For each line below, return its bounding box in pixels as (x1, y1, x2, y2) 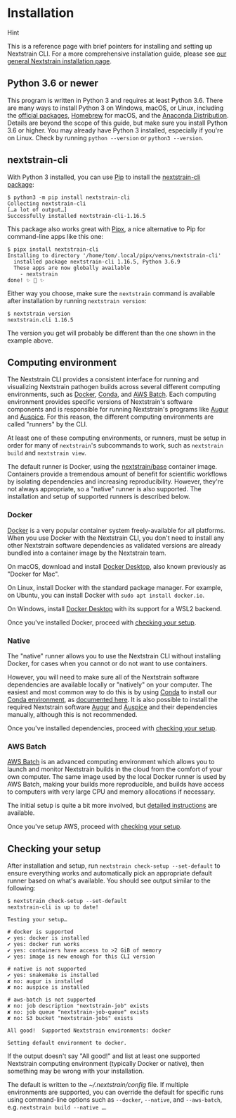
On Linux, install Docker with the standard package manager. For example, (7, 583, 223, 591)
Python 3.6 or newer (7, 78, 98, 90)
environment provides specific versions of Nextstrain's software (7, 398, 193, 406)
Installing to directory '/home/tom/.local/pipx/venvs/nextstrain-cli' (7, 252, 221, 259)
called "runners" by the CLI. (7, 420, 88, 429)
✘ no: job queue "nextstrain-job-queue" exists (7, 1009, 150, 1016)
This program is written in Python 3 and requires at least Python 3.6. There (7, 96, 223, 104)
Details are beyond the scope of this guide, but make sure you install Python (7, 118, 228, 127)
